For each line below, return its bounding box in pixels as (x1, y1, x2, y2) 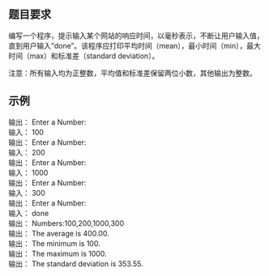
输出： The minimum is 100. (8, 238, 101, 248)
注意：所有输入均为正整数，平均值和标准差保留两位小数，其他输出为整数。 (8, 68, 257, 78)
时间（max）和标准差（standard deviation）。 (8, 51, 160, 61)
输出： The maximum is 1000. (8, 248, 107, 258)
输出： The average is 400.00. (8, 228, 109, 238)
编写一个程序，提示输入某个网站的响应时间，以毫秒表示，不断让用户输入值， (8, 31, 264, 40)
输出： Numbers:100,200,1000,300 (8, 218, 124, 228)
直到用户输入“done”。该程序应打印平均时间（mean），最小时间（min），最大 (8, 40, 262, 50)
